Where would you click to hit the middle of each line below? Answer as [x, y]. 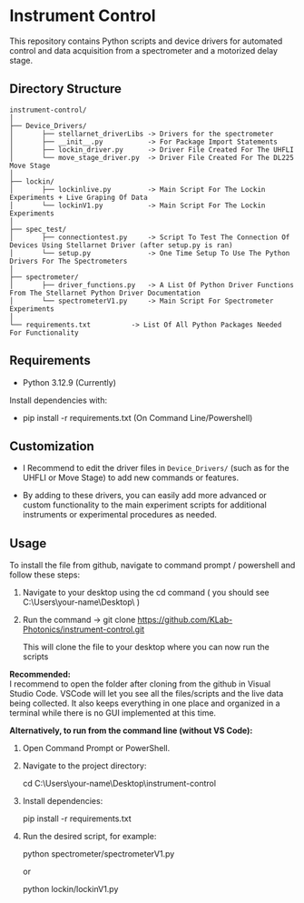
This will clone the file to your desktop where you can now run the [146, 647]
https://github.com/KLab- [185, 620]
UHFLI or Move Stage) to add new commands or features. [130, 477]
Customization [52, 446]
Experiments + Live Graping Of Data [78, 197]
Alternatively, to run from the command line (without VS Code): [131, 731]
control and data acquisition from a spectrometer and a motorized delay [144, 50]
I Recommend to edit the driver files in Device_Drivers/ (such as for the [156, 468]
